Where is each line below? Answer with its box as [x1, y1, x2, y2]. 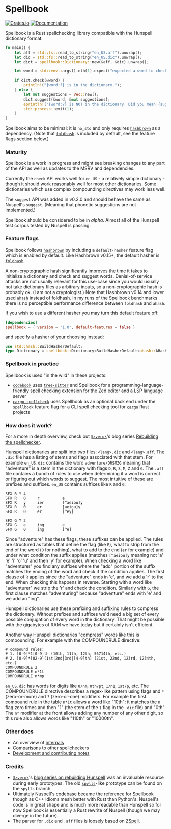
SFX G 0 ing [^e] [5, 527, 72, 532]
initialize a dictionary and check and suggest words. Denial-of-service [5, 273, 153, 279]
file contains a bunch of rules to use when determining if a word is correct [5, 470, 160, 476]
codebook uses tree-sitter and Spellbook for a [12, 382, 111, 388]
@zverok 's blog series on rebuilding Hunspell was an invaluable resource [12, 774, 164, 781]
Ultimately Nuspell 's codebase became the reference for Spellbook [12, 791, 154, 797]
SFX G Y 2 [5, 518, 26, 523]
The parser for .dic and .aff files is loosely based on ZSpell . [12, 818, 140, 824]
